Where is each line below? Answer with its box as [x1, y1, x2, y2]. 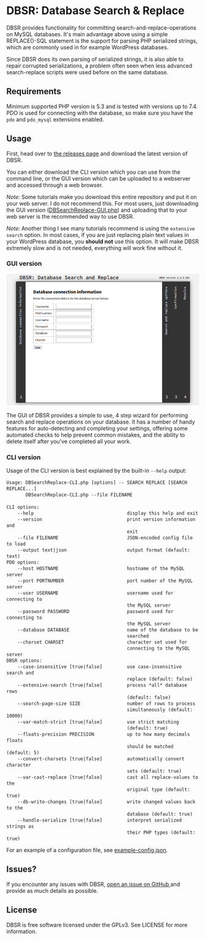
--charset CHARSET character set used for [17, 639, 188, 645]
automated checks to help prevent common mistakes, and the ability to [6, 431, 185, 438]
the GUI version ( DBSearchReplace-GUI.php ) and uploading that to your [6, 206, 188, 214]
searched [127, 633, 149, 639]
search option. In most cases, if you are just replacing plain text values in [6, 231, 190, 238]
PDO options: [6, 559, 40, 565]
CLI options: [6, 504, 40, 510]
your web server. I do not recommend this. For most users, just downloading [6, 200, 199, 207]
